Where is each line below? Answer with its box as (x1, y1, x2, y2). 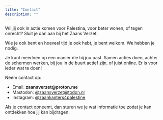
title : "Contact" (5, 7, 41, 12)
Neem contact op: (5, 74, 42, 80)
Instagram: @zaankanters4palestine (12, 94, 85, 100)
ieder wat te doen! (5, 65, 42, 71)
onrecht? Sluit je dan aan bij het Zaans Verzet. (5, 30, 98, 36)
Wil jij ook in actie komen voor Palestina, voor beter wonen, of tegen (5, 25, 143, 31)
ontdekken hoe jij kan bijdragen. (5, 109, 70, 115)
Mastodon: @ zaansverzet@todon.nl (12, 89, 85, 95)
